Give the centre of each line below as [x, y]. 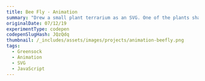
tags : [13, 46]
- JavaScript [28, 69]
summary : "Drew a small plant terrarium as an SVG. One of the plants [98, 18]
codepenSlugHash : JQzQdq [38, 35]
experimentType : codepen [38, 29]
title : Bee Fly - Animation [42, 12]
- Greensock [27, 52]
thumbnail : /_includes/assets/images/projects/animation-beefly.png [95, 40]
